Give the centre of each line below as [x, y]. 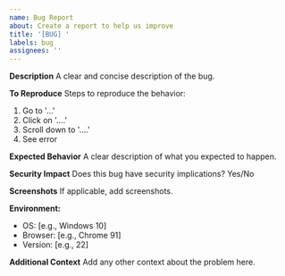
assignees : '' [36, 51]
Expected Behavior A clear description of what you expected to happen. [143, 156]
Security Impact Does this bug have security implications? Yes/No [132, 174]
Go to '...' [38, 111]
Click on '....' [45, 121]
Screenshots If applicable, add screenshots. [91, 191]
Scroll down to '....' [56, 130]
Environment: [35, 209]
